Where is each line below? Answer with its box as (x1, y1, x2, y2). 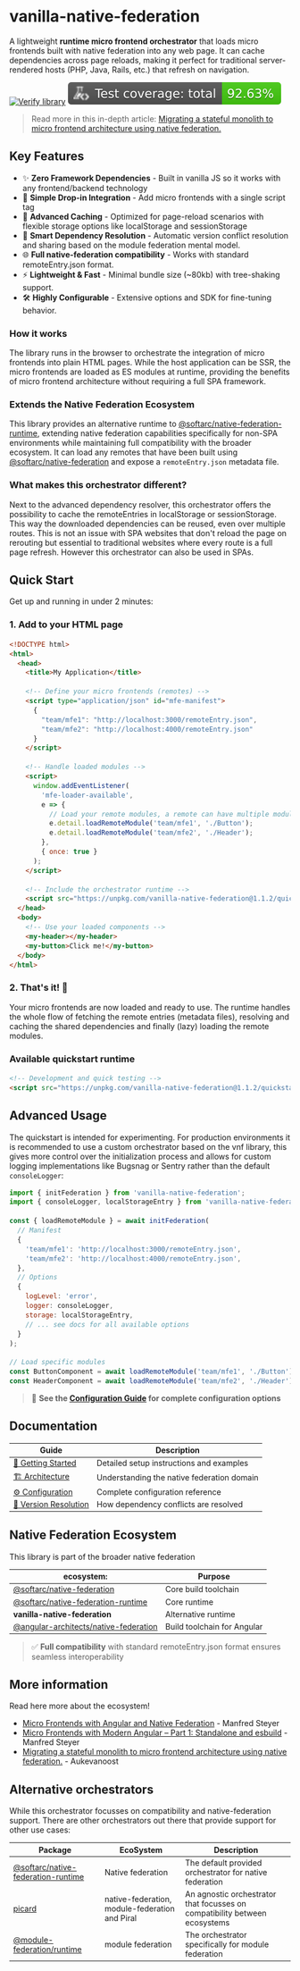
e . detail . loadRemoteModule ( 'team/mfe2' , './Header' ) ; (48, 828, 254, 837)
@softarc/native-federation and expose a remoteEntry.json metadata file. (9, 457, 279, 467)
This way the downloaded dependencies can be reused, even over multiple (9, 518, 286, 529)
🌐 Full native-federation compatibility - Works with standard (21, 248, 249, 260)
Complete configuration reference (96, 1486, 221, 1497)
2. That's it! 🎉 (9, 981, 69, 994)
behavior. (21, 305, 57, 315)
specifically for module (185, 1939, 270, 1950)
